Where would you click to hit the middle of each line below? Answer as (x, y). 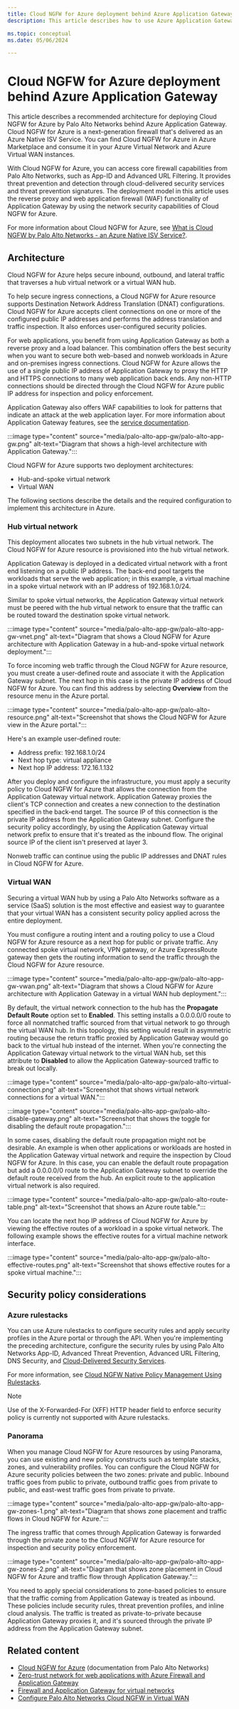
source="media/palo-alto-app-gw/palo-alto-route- (154, 1199)
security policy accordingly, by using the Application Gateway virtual (108, 827)
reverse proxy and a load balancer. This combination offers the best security (119, 348)
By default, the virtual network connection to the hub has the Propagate (113, 1008)
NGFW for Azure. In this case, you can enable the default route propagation (118, 1162)
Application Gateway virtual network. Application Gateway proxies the (110, 797)
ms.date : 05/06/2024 (38, 40)
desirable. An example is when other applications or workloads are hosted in (119, 1147)
